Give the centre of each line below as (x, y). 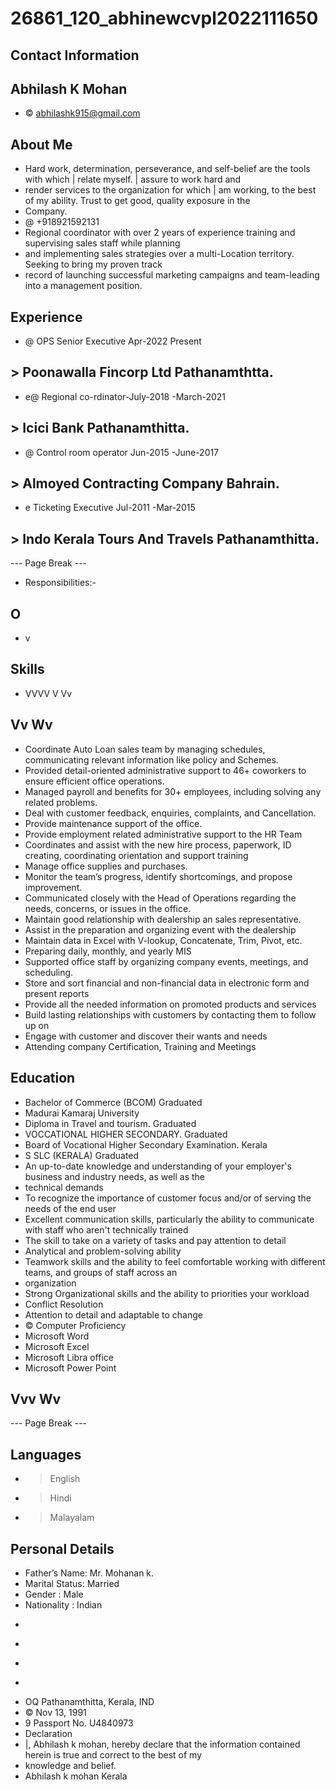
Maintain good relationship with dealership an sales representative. (163, 919)
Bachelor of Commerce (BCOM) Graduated (113, 1102)
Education (43, 1078)
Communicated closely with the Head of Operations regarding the (160, 898)
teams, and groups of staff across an (101, 1272)
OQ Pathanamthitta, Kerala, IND (89, 1701)
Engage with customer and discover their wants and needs (146, 1036)
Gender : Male (54, 1594)
